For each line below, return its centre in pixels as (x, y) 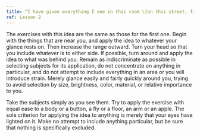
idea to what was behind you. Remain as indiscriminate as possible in (91, 59)
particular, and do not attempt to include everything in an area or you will (95, 72)
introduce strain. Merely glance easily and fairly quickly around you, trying (97, 78)
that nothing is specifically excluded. (51, 128)
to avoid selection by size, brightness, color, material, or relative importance (99, 84)
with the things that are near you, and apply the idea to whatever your (92, 40)
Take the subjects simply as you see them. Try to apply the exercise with (95, 102)
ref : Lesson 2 (24, 17)
